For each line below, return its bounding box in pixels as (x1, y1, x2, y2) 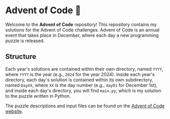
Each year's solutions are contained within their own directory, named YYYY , (5, 66, 164, 72)
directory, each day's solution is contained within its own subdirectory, (5, 76, 154, 83)
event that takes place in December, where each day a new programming (5, 32, 159, 38)
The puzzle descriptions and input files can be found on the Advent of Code (5, 103, 165, 109)
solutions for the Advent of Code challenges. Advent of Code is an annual (5, 26, 160, 33)
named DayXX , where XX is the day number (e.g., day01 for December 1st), (5, 82, 158, 88)
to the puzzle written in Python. (5, 93, 71, 99)
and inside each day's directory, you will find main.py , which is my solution (5, 87, 161, 94)
